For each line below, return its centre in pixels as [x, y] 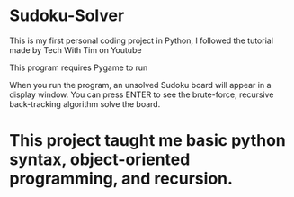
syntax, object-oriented [100, 160]
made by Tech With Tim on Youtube [76, 49]
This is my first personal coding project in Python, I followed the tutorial [142, 40]
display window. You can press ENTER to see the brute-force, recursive [142, 94]
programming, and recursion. [121, 179]
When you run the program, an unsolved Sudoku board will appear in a [140, 85]
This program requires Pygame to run [79, 67]
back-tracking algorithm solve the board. [85, 103]
